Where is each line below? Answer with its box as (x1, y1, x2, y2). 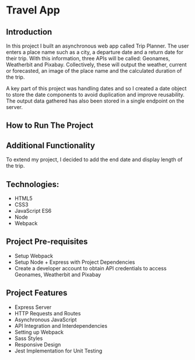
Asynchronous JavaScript (14, 316, 77, 323)
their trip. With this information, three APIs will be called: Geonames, (6, 55, 170, 62)
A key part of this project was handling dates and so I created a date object (6, 85, 187, 91)
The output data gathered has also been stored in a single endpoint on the (6, 97, 184, 104)
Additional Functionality (6, 140, 95, 150)
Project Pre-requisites (6, 237, 88, 247)
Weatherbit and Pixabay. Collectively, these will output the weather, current (6, 61, 187, 68)
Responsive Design (14, 341, 61, 348)
